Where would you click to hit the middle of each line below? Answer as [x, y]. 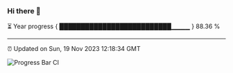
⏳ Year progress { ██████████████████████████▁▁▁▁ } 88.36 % [114, 26]
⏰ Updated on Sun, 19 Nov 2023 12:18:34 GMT [74, 49]
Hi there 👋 [24, 11]
